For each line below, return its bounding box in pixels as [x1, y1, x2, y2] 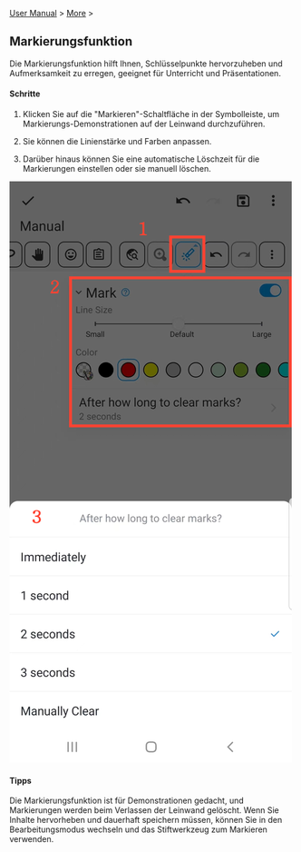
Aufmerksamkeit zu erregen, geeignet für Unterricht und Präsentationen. [9, 67, 281, 78]
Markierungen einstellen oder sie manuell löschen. [22, 163, 211, 174]
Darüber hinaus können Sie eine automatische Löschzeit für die [22, 154, 260, 164]
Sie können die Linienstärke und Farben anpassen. [22, 136, 212, 147]
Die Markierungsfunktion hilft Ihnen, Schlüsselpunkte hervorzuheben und [9, 58, 283, 69]
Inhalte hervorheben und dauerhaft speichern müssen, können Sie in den [9, 815, 283, 826]
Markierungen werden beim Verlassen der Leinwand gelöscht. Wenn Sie [9, 805, 279, 816]
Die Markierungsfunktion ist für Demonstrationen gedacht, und [9, 795, 245, 807]
